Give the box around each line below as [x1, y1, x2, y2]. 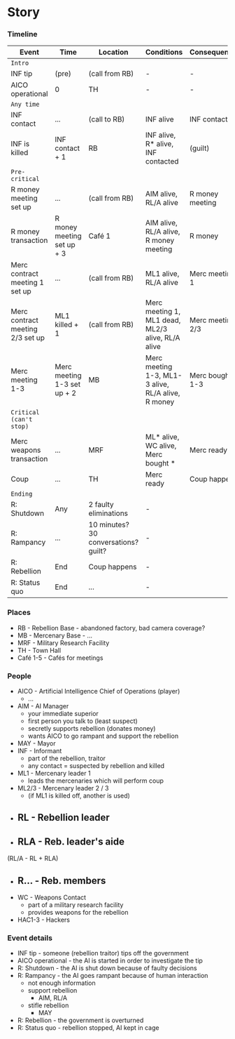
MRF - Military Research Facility [17, 638, 110, 647]
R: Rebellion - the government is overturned [17, 1016, 144, 1025]
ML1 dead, [145, 315, 181, 325]
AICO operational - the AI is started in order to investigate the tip [17, 956, 203, 965]
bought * [145, 458, 176, 468]
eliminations [88, 508, 128, 518]
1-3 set [55, 380, 81, 390]
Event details [7, 933, 52, 943]
